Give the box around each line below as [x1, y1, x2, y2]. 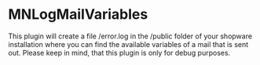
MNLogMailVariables [8, 5, 148, 23]
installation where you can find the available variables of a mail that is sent [8, 39, 249, 49]
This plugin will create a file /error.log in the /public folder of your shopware [8, 31, 253, 41]
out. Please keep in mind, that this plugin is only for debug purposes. [8, 48, 231, 57]
